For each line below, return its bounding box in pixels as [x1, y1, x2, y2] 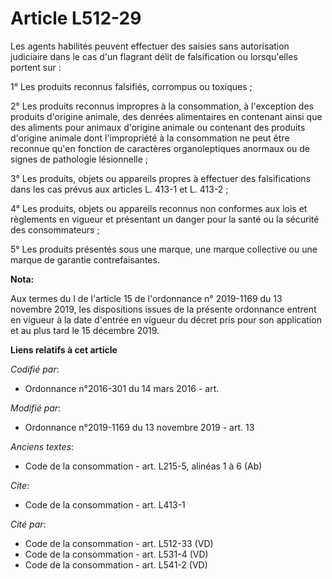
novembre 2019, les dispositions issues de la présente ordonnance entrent [10, 303, 317, 315]
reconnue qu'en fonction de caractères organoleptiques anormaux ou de [10, 142, 310, 154]
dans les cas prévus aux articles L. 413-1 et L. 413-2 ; [10, 183, 229, 195]
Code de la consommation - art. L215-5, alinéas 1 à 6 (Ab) [24, 460, 263, 472]
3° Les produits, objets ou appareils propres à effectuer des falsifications [10, 172, 311, 184]
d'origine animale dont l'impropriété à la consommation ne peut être [10, 132, 290, 144]
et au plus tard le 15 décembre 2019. [10, 324, 160, 336]
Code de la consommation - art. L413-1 [24, 498, 186, 511]
